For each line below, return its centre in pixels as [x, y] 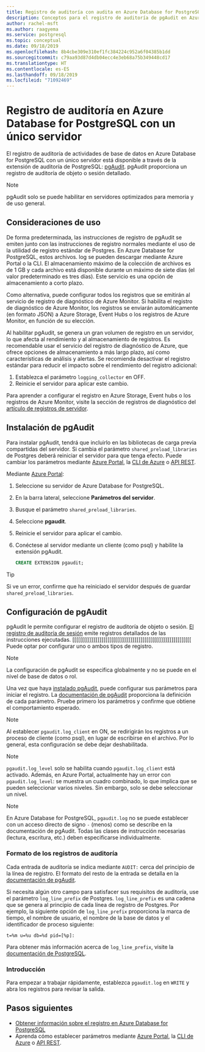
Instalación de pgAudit [50, 428]
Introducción [26, 969]
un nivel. [17, 794]
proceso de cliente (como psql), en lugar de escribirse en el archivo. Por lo [100, 738]
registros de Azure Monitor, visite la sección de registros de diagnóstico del [101, 402]
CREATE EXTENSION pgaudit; [49, 563]
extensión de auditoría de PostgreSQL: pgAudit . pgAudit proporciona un [97, 167]
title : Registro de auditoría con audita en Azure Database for [90, 12]
